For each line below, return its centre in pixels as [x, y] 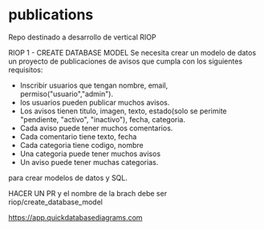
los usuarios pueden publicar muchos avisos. [95, 102]
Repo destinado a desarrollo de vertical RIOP [82, 37]
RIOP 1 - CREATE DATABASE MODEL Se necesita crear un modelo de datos [132, 52]
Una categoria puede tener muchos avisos [90, 154]
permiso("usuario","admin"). [67, 93]
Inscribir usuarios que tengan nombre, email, [94, 85]
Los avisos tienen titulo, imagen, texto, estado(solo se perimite [123, 111]
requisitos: [26, 69]
